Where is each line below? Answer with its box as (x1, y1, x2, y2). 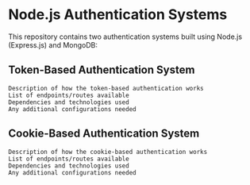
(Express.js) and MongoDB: (8, 40, 98, 49)
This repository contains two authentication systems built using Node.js (8, 32, 243, 41)
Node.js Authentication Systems (8, 6, 228, 24)
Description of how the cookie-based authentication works (8, 148, 208, 156)
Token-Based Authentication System (8, 64, 195, 77)
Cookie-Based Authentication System (8, 127, 200, 141)
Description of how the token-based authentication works (8, 84, 204, 92)
